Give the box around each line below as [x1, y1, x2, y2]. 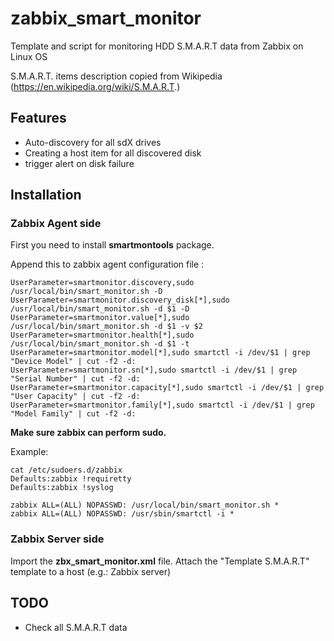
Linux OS [10, 50, 48, 62]
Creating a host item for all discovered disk [24, 147, 202, 159]
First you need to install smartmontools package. [10, 239, 215, 251]
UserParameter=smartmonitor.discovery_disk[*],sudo [10, 295, 230, 306]
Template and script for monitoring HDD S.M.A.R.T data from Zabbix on [10, 40, 304, 52]
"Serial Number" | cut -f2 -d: [10, 374, 141, 384]
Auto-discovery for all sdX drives [24, 136, 162, 148]
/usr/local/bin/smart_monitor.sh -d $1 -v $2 [10, 322, 203, 332]
